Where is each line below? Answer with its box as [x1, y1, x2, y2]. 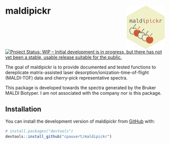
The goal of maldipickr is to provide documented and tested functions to [5, 64, 156, 70]
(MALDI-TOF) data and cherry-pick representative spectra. [5, 75, 128, 81]
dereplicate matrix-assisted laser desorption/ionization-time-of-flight [5, 69, 149, 76]
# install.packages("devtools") [5, 129, 73, 134]
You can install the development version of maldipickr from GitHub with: [5, 118, 155, 124]
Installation [5, 104, 41, 114]
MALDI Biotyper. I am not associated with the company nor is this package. [5, 90, 162, 96]
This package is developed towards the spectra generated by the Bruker [5, 85, 156, 91]
